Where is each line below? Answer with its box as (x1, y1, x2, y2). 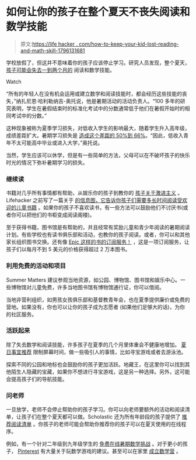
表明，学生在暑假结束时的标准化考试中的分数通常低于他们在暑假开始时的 (10, 105, 185, 112)
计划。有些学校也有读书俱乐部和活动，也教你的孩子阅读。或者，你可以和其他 (6, 231, 190, 238)
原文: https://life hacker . (20, 40, 78, 47)
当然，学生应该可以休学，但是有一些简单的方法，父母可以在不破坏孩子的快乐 (6, 152, 190, 159)
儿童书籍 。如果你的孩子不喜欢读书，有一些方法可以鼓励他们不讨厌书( (16, 204, 184, 211)
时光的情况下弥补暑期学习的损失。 (6, 159, 88, 166)
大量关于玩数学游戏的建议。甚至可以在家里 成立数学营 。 (45, 448, 182, 455)
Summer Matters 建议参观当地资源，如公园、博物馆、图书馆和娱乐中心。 (6, 276, 181, 283)
